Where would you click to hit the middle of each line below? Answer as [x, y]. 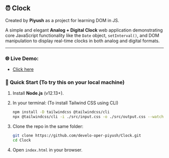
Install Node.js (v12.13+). [38, 93]
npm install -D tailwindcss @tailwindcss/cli [61, 112]
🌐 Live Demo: [22, 58]
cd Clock [22, 140]
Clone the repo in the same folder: [48, 126]
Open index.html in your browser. [48, 149]
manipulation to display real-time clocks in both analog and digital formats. [82, 41]
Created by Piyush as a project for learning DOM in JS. [62, 20]
